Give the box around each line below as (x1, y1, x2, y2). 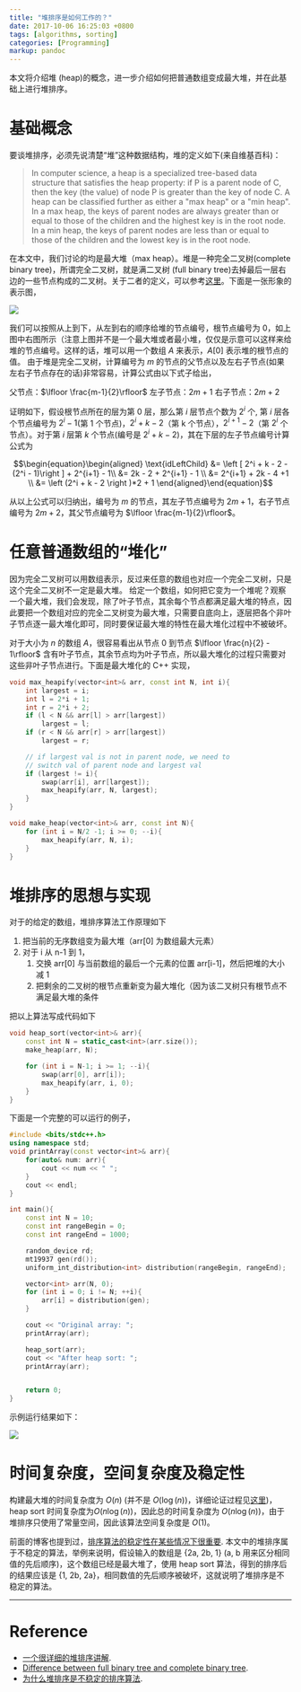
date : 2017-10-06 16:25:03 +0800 (9, 22, 134, 31)
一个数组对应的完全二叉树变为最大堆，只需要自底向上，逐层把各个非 (32, 607, 284, 618)
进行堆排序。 (24, 84, 73, 94)
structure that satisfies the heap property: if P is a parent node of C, (30, 177, 282, 189)
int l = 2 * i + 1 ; (25, 694, 90, 703)
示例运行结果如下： (9, 1412, 81, 1423)
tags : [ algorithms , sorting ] (9, 30, 118, 39)
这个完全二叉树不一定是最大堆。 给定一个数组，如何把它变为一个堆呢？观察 (9, 585, 287, 595)
